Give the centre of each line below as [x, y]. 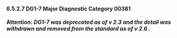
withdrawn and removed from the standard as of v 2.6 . [78, 29]
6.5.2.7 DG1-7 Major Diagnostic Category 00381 [69, 9]
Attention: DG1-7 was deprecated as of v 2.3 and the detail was [89, 22]
